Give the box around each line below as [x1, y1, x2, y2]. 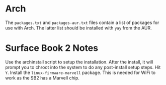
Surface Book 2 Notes [5, 42, 99, 54]
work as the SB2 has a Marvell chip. [5, 74, 79, 80]
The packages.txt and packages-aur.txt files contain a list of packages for [5, 19, 159, 25]
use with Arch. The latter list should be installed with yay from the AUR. [5, 24, 152, 30]
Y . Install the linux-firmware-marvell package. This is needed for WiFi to [5, 69, 156, 75]
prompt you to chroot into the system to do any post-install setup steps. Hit [5, 64, 161, 70]
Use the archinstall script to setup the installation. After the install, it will [5, 58, 153, 65]
